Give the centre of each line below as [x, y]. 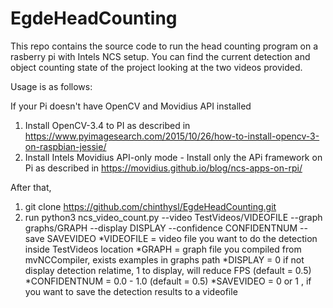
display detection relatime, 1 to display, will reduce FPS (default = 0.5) [168, 270]
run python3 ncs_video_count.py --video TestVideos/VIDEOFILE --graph [173, 217]
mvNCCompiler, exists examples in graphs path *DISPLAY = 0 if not [164, 259]
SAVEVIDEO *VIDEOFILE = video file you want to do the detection [182, 238]
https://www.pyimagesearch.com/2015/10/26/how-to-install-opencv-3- [172, 136]
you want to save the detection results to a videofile [131, 291]
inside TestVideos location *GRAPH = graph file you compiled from [163, 249]
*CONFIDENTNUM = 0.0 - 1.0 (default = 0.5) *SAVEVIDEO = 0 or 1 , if [168, 281]
